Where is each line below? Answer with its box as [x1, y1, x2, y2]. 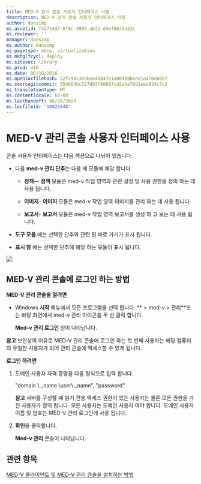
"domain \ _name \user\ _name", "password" [14, 382, 125, 389]
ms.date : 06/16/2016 [6, 70, 58, 76]
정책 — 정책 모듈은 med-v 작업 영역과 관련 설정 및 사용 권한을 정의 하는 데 [23, 178, 196, 185]
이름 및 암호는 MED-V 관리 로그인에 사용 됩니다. [14, 409, 127, 417]
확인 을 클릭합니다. [14, 422, 57, 429]
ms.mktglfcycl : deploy [6, 53, 63, 59]
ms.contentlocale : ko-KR [6, 92, 68, 98]
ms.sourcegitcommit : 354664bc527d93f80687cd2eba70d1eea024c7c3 [6, 82, 168, 88]
